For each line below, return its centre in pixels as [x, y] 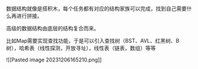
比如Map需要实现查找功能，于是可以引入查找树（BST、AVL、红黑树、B [93, 41]
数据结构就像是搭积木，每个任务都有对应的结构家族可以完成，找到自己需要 [96, 8]
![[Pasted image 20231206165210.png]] [54, 60]
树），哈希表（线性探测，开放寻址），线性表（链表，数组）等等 [81, 48]
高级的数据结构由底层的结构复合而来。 [52, 28]
